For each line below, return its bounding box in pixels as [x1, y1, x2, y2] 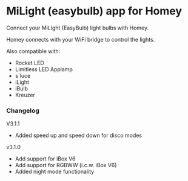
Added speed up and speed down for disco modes [15, 132, 143, 139]
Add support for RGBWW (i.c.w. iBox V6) [15, 162, 117, 169]
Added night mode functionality [15, 168, 95, 176]
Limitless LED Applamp [15, 65, 73, 73]
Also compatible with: [6, 47, 61, 55]
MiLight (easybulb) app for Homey [6, 4, 183, 18]
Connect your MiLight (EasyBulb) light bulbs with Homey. [6, 24, 149, 31]
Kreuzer [15, 91, 35, 98]
